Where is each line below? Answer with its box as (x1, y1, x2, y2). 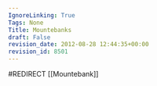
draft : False (8, 33, 51, 41)
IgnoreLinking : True (8, 11, 76, 20)
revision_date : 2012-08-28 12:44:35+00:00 (8, 41, 149, 48)
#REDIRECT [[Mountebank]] (8, 70, 99, 78)
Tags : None (8, 19, 44, 27)
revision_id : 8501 (8, 48, 68, 56)
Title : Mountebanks (8, 26, 72, 34)
